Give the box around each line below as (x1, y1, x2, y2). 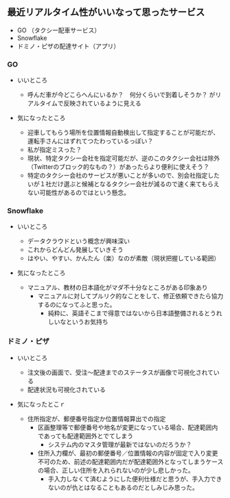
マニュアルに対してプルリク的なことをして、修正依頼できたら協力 (37, 292, 224, 300)
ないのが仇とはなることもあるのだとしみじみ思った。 (47, 483, 199, 491)
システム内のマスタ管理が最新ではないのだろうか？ (47, 440, 192, 449)
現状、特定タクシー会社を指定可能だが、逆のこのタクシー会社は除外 (27, 154, 220, 163)
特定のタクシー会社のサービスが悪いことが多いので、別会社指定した (27, 171, 220, 180)
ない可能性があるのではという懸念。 (27, 188, 130, 197)
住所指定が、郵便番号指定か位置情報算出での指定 (27, 414, 166, 422)
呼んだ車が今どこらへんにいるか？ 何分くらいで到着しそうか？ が (27, 91, 216, 99)
